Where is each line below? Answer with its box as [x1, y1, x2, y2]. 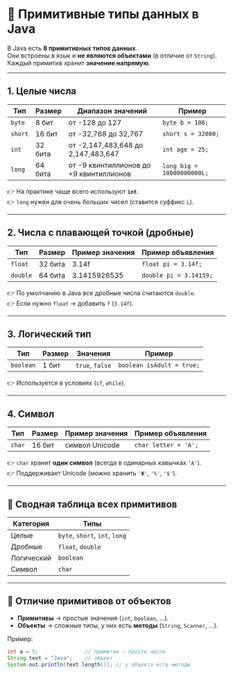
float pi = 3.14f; [141, 260, 202, 268]
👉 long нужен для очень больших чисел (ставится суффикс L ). [7, 197, 194, 206]
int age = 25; [162, 145, 209, 153]
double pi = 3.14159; [141, 271, 213, 279]
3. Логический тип [7, 328, 92, 340]
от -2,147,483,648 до [68, 140, 144, 150]
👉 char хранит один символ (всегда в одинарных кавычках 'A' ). [7, 458, 202, 467]
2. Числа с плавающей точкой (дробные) [7, 227, 194, 239]
